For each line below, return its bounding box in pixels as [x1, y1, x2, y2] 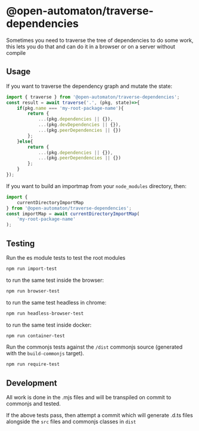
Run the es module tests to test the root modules [6, 254, 126, 261]
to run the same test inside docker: [6, 321, 92, 328]
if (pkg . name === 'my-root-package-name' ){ [17, 105, 124, 111]
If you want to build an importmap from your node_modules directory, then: [6, 182, 186, 189]
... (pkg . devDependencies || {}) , [38, 122, 121, 128]
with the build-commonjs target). [6, 350, 85, 357]
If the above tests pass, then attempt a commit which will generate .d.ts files [6, 412, 194, 419]
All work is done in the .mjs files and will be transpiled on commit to [6, 394, 172, 401]
